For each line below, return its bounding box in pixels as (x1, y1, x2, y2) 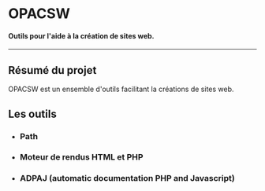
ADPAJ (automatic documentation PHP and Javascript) (19, 173, 235, 184)
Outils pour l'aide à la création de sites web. (8, 31, 155, 40)
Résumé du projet (8, 64, 97, 77)
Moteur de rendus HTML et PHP (19, 152, 144, 163)
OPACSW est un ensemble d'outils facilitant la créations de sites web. (8, 84, 234, 94)
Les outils (8, 107, 57, 120)
